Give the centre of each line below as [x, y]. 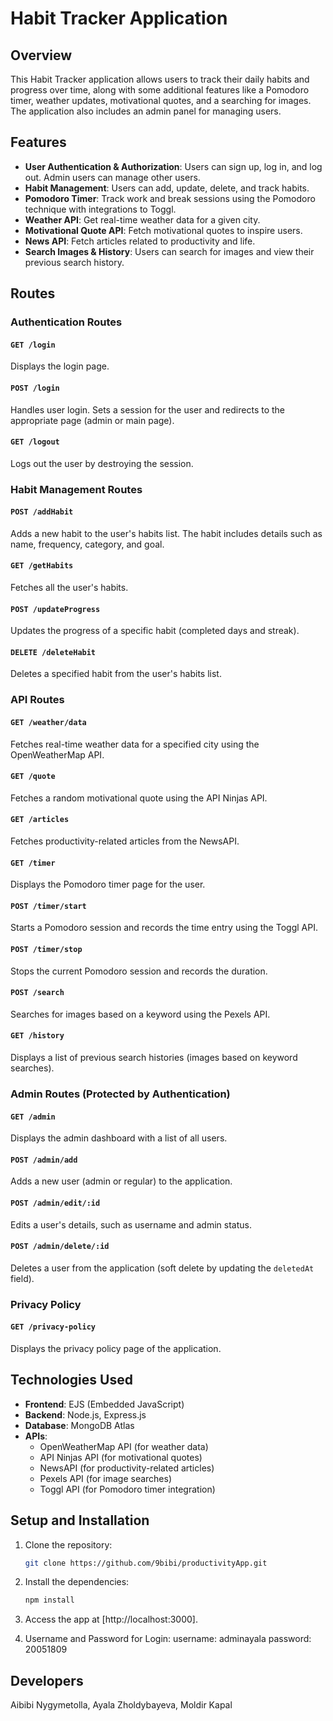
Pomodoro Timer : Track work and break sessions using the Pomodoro [170, 198]
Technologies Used [71, 1380]
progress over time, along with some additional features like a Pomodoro [160, 90]
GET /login [33, 345]
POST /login [35, 388]
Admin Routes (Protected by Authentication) [120, 1094]
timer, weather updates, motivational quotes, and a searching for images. [161, 100]
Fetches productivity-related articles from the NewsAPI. [125, 841]
